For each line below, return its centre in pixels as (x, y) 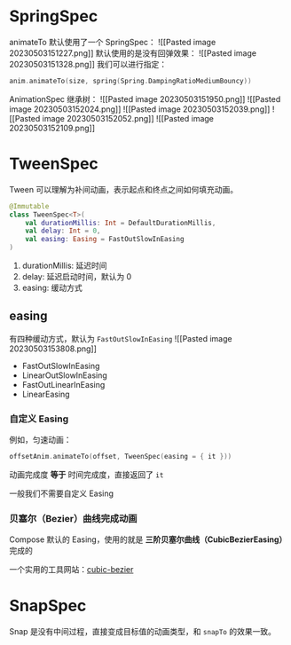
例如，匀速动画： (40, 440)
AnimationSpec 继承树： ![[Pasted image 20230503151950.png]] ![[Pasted (145, 98)
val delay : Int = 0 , (63, 231)
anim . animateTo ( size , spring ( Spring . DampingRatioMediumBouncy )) (130, 81)
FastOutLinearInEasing (63, 384)
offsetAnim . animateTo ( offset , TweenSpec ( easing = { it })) (121, 457)
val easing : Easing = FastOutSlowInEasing (105, 240)
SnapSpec (48, 606)
